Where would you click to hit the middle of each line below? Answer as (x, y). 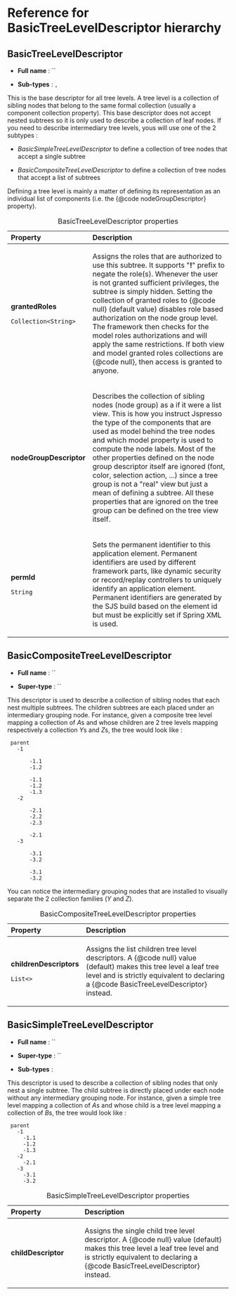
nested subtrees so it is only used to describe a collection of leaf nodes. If (114, 120)
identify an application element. (144, 589)
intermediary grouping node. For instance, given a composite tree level (110, 714)
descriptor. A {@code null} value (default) (153, 1239)
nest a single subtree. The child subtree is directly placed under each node (116, 1090)
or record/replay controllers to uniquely (157, 580)
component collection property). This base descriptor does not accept (109, 113)
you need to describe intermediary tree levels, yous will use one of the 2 (112, 128)
